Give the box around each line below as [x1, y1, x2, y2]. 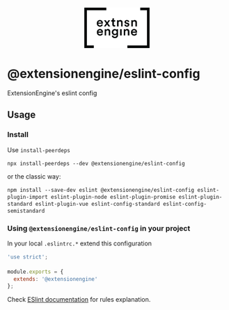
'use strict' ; [7, 253, 49, 261]
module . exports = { [7, 268, 64, 275]
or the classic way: [7, 172, 61, 181]
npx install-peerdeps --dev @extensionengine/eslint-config [7, 160, 186, 167]
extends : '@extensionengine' [13, 275, 98, 282]
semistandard [7, 207, 45, 214]
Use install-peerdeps [7, 145, 71, 154]
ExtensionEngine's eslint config [7, 88, 97, 97]
